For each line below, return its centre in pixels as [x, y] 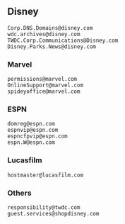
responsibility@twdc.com [44, 208]
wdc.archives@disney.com [44, 34]
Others [19, 193]
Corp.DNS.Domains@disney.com [50, 28]
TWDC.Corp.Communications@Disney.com [63, 40]
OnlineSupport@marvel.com [45, 85]
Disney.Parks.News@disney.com [52, 46]
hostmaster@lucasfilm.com [45, 175]
